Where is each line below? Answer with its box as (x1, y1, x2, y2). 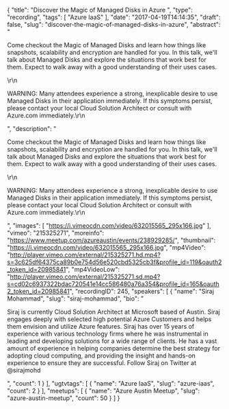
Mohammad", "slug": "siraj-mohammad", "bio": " (7, 294, 144, 303)
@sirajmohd (7, 366, 41, 374)
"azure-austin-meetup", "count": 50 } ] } (7, 394, 120, 402)
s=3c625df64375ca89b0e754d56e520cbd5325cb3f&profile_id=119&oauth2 (7, 258, 222, 266)
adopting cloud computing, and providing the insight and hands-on (7, 351, 196, 360)
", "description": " (7, 125, 57, 132)
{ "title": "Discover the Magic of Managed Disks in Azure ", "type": (7, 6, 193, 14)
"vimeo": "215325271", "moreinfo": (7, 229, 105, 237)
